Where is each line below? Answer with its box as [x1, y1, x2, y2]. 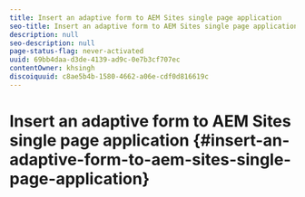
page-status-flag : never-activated [9, 47, 144, 56]
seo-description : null [9, 38, 95, 48]
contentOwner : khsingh [9, 64, 95, 73]
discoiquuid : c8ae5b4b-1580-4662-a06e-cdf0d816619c [9, 72, 209, 81]
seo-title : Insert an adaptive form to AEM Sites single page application [9, 22, 299, 31]
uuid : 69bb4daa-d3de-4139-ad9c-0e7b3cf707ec [9, 55, 181, 64]
